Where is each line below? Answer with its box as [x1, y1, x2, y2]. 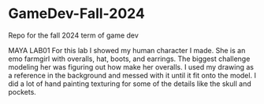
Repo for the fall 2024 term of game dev [8, 30, 139, 40]
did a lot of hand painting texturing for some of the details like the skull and [8, 79, 251, 88]
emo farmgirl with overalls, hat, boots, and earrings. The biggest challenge [8, 54, 251, 63]
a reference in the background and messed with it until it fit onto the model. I [8, 70, 256, 80]
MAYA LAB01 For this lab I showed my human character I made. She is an [8, 45, 246, 55]
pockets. [8, 87, 37, 96]
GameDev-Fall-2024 [8, 5, 146, 23]
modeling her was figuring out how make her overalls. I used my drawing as [8, 62, 255, 71]
